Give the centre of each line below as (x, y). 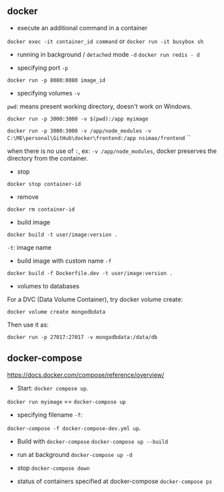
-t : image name (29, 247)
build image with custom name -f (64, 261)
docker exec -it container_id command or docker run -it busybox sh (105, 41)
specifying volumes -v (49, 93)
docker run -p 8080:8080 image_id (57, 80)
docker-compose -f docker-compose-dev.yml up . (74, 427)
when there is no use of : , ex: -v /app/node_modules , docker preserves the (112, 151)
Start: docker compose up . (53, 388)
